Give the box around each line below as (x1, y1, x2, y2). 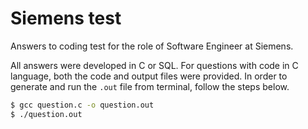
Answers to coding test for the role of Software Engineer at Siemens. (10, 40, 294, 52)
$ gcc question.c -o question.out (10, 100, 155, 110)
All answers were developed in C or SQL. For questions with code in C (10, 59, 299, 71)
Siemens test (10, 7, 122, 30)
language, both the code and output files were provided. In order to (10, 70, 288, 82)
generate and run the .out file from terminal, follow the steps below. (10, 80, 290, 92)
